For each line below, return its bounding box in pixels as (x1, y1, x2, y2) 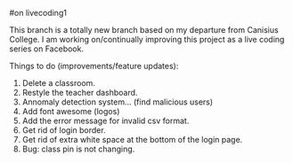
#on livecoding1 (9, 8, 67, 18)
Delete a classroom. (21, 78, 96, 88)
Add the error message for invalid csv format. (21, 115, 190, 126)
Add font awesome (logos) (21, 106, 120, 116)
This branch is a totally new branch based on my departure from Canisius (9, 25, 279, 35)
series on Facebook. (9, 43, 85, 54)
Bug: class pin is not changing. (21, 144, 135, 154)
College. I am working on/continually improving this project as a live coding (9, 35, 285, 44)
